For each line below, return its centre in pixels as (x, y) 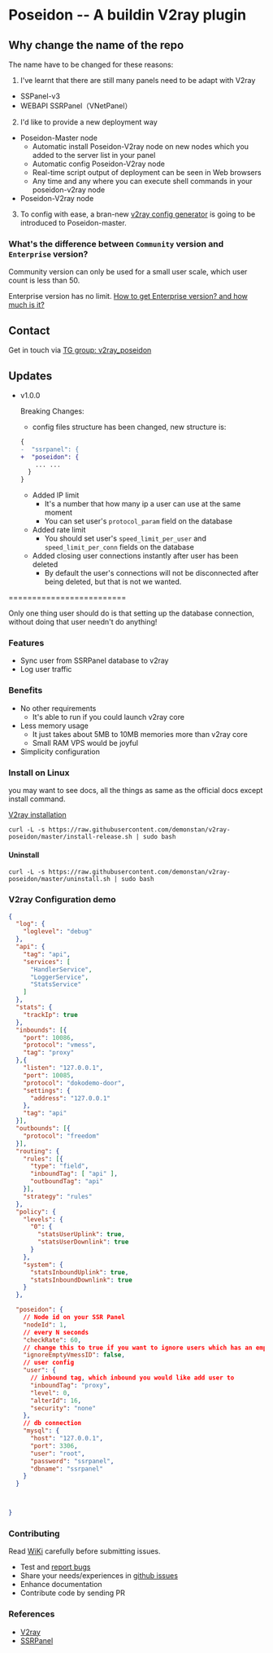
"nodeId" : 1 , (45, 1325)
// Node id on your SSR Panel (74, 1318)
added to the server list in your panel (94, 155)
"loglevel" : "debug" (58, 932)
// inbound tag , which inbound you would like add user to (132, 1378)
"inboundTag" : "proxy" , (70, 1385)
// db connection (52, 1423)
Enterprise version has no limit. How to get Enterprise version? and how (128, 296)
